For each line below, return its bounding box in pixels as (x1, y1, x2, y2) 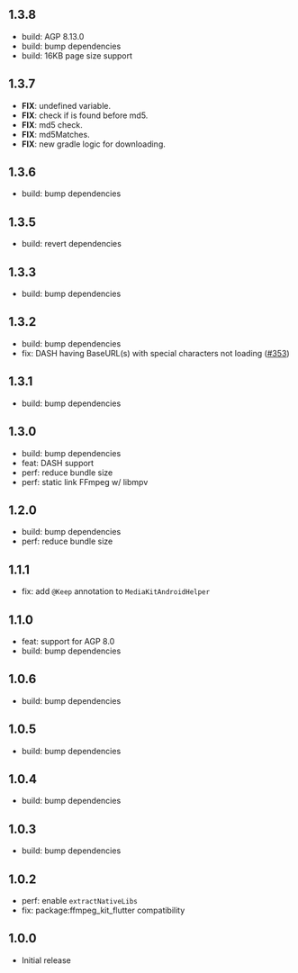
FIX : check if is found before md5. (21, 110, 149, 121)
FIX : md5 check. (21, 119, 83, 130)
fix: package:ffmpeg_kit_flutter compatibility (21, 905, 185, 915)
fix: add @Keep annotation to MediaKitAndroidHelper (21, 586, 211, 597)
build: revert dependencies (21, 239, 122, 249)
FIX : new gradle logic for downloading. (21, 139, 166, 149)
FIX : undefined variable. (21, 100, 112, 111)
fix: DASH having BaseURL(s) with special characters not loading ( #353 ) (21, 347, 290, 358)
